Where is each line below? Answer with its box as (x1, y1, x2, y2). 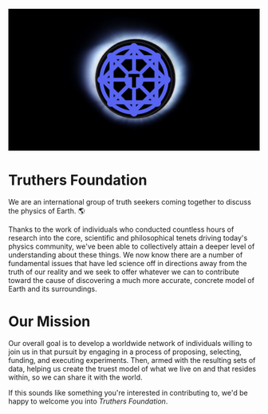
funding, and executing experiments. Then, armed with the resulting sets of (8, 356, 256, 365)
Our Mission (8, 312, 91, 330)
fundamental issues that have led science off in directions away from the (8, 259, 247, 269)
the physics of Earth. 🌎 (8, 206, 85, 216)
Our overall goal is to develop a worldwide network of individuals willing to (8, 339, 253, 348)
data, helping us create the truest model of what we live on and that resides (8, 364, 257, 374)
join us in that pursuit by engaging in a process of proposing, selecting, (8, 347, 242, 356)
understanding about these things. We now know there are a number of (8, 250, 243, 260)
